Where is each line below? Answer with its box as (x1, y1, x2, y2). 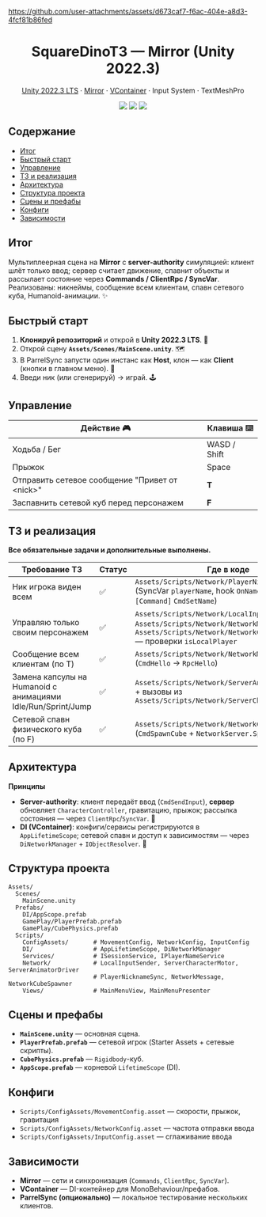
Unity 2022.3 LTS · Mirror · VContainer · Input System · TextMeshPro (21, 85, 245, 95)
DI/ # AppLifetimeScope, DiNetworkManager (22, 945, 222, 953)
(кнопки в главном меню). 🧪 (19, 364, 116, 373)
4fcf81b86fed (8, 15, 53, 25)
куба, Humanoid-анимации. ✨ (8, 290, 108, 300)
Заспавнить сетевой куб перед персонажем (12, 498, 184, 509)
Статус (99, 564, 128, 574)
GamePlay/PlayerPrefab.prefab (22, 917, 123, 925)
